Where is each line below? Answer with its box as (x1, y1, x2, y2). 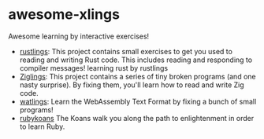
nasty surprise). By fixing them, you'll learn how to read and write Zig (19, 80, 244, 90)
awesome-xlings (8, 5, 121, 24)
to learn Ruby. (19, 122, 65, 131)
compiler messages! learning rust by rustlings (19, 63, 168, 72)
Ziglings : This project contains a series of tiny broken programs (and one (19, 71, 256, 81)
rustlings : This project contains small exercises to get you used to (19, 46, 232, 56)
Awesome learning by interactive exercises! (8, 31, 150, 41)
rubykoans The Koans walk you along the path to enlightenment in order (19, 113, 255, 123)
